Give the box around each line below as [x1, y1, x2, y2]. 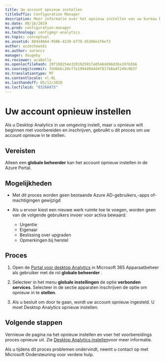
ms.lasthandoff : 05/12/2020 [5, 80, 63, 85]
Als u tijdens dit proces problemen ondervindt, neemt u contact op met [5, 346, 148, 352]
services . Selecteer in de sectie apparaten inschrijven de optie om [12, 284, 147, 290]
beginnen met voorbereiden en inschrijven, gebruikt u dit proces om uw [5, 127, 150, 133]
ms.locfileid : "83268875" [5, 84, 58, 90]
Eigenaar [19, 227, 38, 233]
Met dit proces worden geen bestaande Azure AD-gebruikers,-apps [12, 192, 150, 198]
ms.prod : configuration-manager [5, 26, 71, 30]
